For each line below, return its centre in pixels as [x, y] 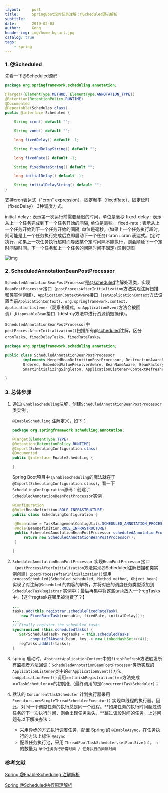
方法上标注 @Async [47, 736]
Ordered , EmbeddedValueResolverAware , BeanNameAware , [80, 365]
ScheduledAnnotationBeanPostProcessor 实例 [57, 496]
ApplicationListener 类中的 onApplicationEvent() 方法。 [69, 671]
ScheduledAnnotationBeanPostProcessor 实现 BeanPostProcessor [77, 561]
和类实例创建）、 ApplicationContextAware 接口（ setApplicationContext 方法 [82, 295]
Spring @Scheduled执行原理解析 [39, 785]
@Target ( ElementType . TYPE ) [40, 439]
